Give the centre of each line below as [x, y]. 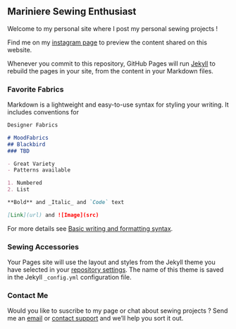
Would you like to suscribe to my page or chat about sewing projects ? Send [118, 311]
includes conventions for [43, 112]
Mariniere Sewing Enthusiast [72, 12]
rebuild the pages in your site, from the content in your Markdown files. [110, 71]
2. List [19, 190]
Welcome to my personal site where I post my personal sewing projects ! [113, 28]
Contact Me [28, 296]
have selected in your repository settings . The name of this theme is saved [116, 270]
